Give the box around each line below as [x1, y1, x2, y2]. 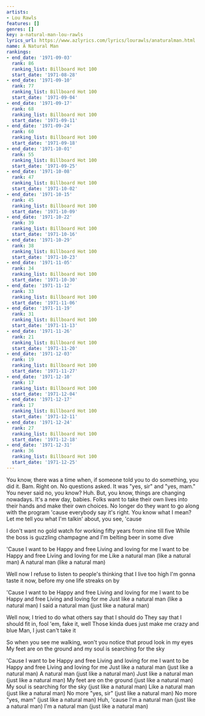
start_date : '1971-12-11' [12, 414, 78, 420]
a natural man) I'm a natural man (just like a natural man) [6, 703, 149, 710]
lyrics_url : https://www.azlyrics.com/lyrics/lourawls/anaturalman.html [6, 37, 196, 44]
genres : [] [6, 26, 34, 32]
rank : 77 [12, 83, 34, 89]
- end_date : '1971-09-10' [6, 77, 72, 83]
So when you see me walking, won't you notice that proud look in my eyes [6, 638, 194, 646]
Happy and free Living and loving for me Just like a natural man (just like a [6, 663, 193, 671]
